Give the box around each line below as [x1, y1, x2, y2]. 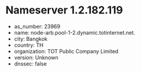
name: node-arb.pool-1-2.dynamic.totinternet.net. [14, 29, 136, 36]
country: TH [14, 42, 44, 49]
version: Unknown [14, 54, 58, 61]
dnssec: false [14, 60, 47, 67]
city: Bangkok [14, 35, 48, 42]
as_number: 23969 [14, 23, 60, 30]
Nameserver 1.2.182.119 [5, 4, 123, 17]
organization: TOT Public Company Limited [14, 47, 119, 54]
